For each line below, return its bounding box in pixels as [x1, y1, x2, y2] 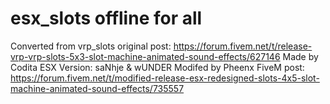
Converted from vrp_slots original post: [10, 40, 172, 52]
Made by [282, 50, 319, 62]
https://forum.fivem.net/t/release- [173, 40, 313, 52]
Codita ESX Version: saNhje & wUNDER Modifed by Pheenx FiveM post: [10, 61, 305, 73]
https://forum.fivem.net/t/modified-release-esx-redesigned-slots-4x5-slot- [10, 72, 320, 84]
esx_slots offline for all [10, 7, 203, 30]
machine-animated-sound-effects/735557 [10, 82, 185, 94]
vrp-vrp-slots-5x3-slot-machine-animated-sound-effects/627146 [10, 50, 281, 62]
